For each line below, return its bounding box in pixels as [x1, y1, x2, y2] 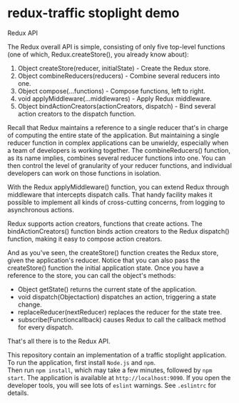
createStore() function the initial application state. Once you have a [7, 263, 205, 272]
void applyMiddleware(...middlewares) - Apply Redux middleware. [17, 94, 212, 103]
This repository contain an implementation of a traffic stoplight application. [7, 350, 227, 359]
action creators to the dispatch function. [17, 109, 136, 118]
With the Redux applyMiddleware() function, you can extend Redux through [7, 182, 230, 191]
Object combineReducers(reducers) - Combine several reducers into [17, 71, 220, 80]
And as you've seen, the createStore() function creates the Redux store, [7, 248, 219, 257]
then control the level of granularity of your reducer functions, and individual [7, 161, 232, 169]
